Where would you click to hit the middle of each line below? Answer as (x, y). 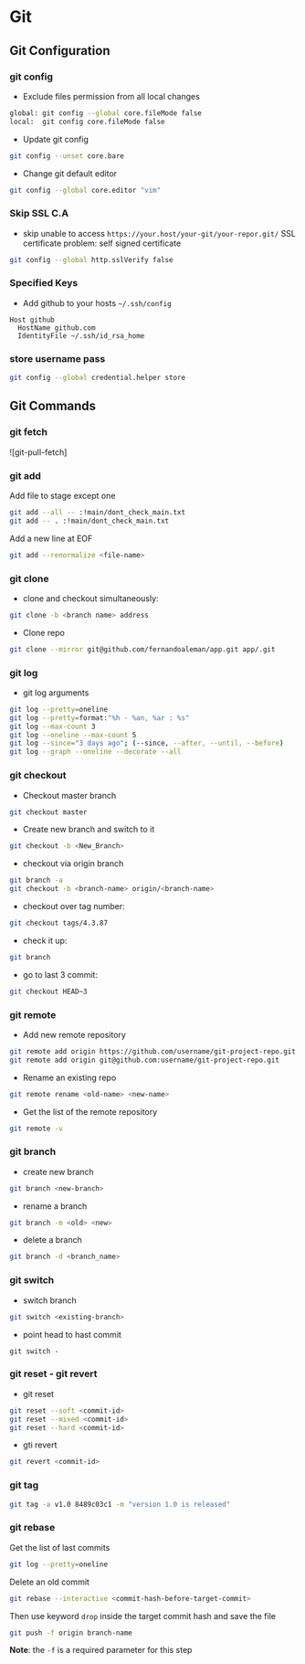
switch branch (49, 1300)
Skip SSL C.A (39, 214)
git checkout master (49, 812)
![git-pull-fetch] (38, 452)
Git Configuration (60, 51)
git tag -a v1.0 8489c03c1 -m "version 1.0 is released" (120, 1504)
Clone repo (44, 632)
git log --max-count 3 (53, 726)
